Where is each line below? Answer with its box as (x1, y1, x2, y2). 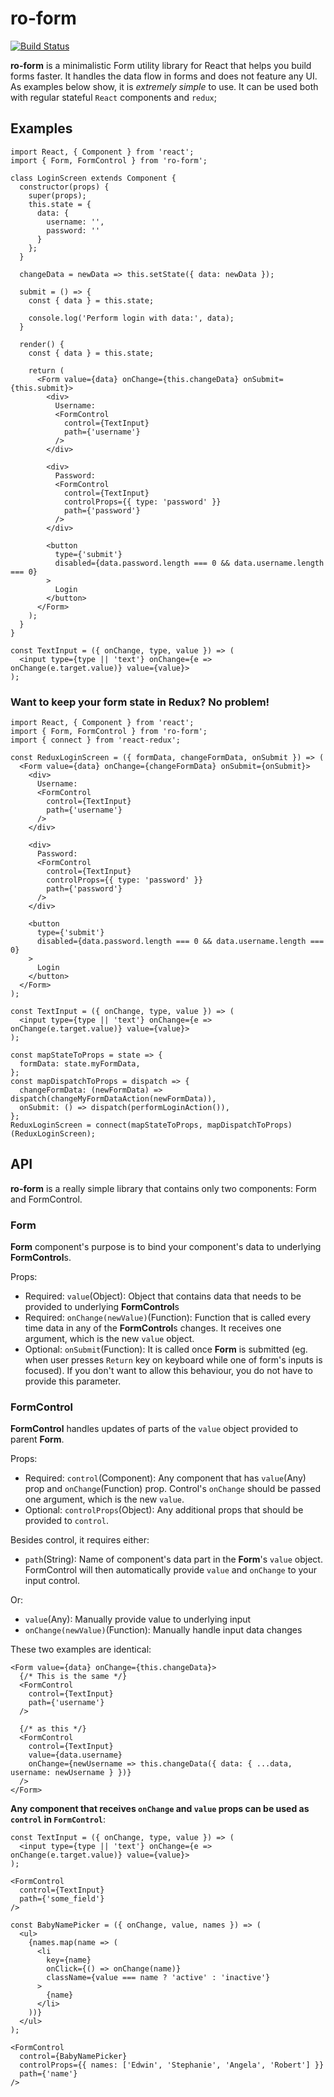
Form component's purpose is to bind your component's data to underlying (10, 1241, 322, 1253)
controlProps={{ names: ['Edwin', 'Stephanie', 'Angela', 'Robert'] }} (19, 2060, 325, 2071)
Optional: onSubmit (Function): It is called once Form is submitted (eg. (24, 1343, 308, 1356)
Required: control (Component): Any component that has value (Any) (24, 1472, 307, 1484)
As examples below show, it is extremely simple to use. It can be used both (10, 80, 319, 92)
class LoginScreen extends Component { (10, 173, 177, 183)
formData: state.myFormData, (19, 1059, 141, 1069)
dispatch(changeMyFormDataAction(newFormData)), (10, 1094, 217, 1104)
